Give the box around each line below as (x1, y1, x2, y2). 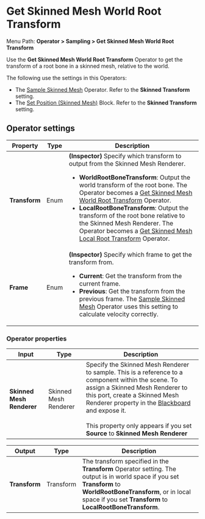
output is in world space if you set (82, 473, 179, 481)
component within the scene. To (85, 376, 178, 385)
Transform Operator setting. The (82, 465, 177, 473)
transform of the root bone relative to (79, 211, 185, 219)
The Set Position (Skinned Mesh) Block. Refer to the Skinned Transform (15, 99, 197, 106)
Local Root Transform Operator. (79, 234, 170, 243)
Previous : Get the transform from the (79, 287, 185, 295)
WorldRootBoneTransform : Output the (79, 173, 191, 182)
